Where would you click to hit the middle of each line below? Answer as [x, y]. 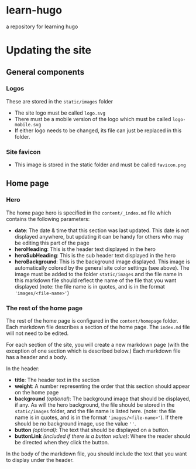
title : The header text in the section [57, 380]
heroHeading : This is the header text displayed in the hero [85, 249]
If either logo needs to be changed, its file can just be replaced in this [98, 130]
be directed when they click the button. [62, 443]
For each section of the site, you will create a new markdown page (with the [97, 345]
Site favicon [23, 152]
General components [45, 72]
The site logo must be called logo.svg [60, 113]
